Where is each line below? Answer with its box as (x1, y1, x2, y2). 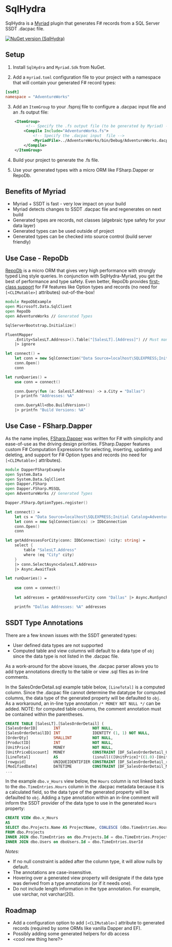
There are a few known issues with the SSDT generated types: (5, 632, 137, 638)
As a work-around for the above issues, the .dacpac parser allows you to (5, 663, 159, 669)
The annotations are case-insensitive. (12, 869, 93, 876)
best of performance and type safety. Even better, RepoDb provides (5, 278, 148, 285)
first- (149, 278, 160, 285)
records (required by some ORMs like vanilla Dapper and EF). (12, 925, 142, 932)
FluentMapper (5, 332, 33, 337)
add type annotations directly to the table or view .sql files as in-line (5, 669, 148, 675)
